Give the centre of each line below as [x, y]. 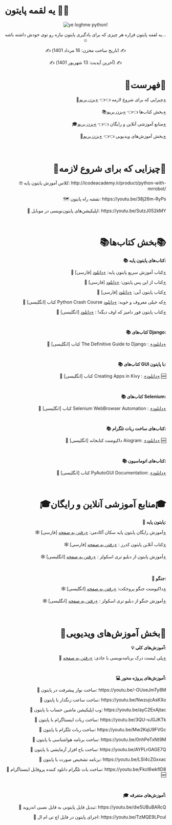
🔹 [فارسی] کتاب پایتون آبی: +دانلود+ [131, 292]
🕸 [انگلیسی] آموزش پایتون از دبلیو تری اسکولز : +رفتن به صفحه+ [103, 556]
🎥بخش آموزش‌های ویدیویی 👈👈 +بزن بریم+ [123, 136]
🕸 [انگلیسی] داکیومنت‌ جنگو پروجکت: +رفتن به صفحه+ [113, 588]
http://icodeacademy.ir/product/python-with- [119, 183]
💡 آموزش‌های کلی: [148, 647]
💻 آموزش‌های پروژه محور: [141, 678]
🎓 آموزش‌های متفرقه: [145, 795]
